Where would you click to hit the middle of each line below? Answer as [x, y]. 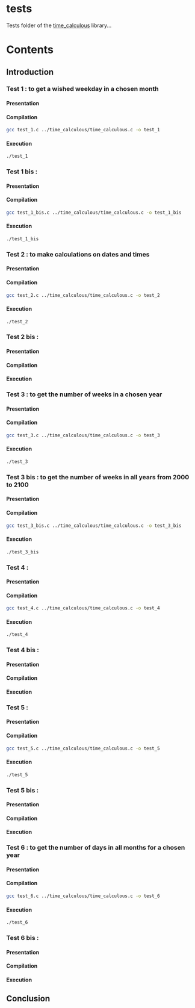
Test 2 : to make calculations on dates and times [78, 254]
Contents [30, 50]
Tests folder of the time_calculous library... [59, 25]
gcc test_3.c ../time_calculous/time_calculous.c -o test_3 [83, 435]
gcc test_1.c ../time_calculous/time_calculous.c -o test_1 [83, 130]
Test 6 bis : [23, 938]
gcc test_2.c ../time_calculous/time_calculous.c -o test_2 [83, 295]
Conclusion [28, 999]
